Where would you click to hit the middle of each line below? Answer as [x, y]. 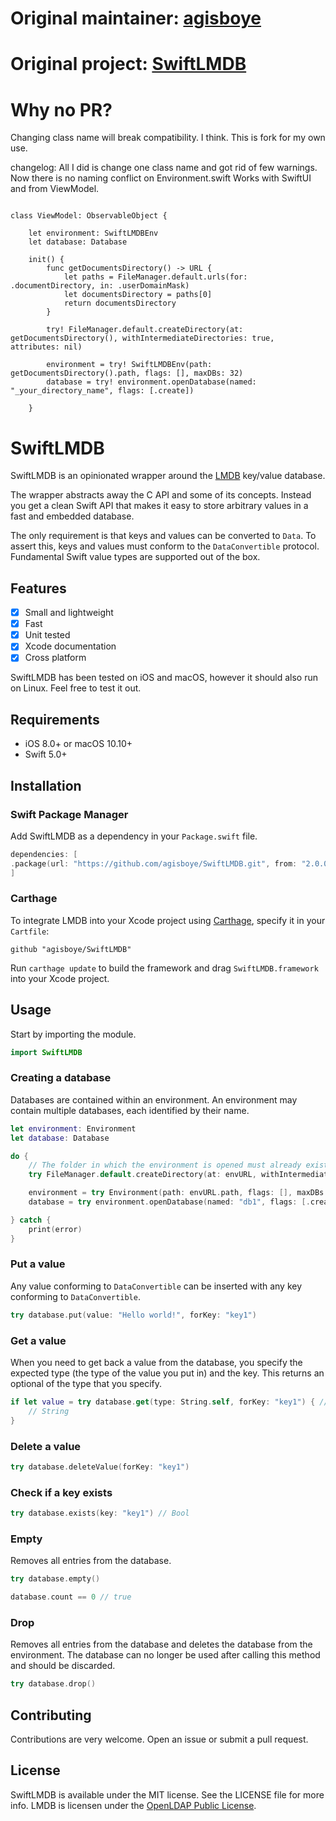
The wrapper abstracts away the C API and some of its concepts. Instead [161, 495]
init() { [46, 260]
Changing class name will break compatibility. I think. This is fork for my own [168, 138]
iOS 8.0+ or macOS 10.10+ [78, 744]
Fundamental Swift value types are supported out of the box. [135, 557]
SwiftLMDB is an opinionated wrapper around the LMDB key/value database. [168, 476]
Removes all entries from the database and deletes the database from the [161, 1644]
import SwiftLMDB [46, 1052]
